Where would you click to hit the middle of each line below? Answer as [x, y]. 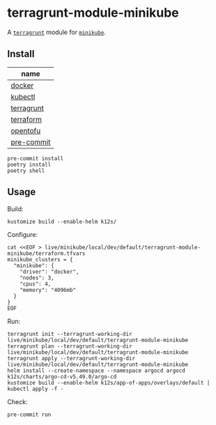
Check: [17, 401]
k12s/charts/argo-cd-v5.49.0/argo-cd [62, 377]
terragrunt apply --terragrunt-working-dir [71, 358]
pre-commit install [36, 158]
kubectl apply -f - [36, 389]
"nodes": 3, [37, 278]
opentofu [26, 130]
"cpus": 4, [36, 284]
